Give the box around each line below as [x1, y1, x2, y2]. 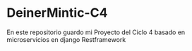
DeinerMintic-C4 [6, 5, 108, 21]
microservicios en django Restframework [6, 35, 126, 43]
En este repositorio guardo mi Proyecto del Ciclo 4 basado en [6, 28, 186, 36]
